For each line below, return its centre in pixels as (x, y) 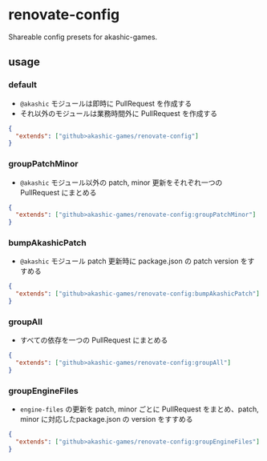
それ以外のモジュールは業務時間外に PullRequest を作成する (119, 113)
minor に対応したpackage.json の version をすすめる (106, 419)
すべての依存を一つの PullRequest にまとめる (94, 340)
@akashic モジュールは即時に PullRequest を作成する (106, 103)
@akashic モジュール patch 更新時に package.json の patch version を (133, 261)
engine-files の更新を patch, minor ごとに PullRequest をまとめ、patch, (139, 409)
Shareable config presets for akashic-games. (83, 37)
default (23, 85)
